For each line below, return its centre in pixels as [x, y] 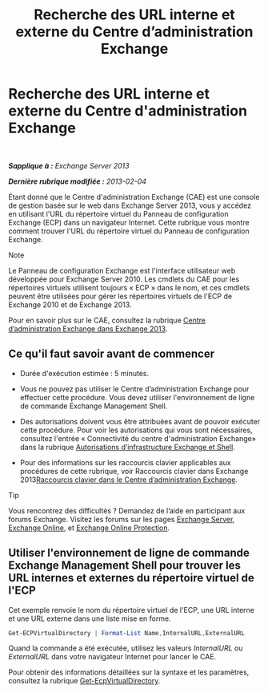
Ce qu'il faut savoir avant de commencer [112, 354]
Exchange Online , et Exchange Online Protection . [89, 528]
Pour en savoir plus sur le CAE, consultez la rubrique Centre [107, 320]
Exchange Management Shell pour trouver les [125, 566]
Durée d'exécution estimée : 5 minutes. [84, 373]
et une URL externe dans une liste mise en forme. [90, 618]
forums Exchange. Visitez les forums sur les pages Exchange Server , [122, 519]
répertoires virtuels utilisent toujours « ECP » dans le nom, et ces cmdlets [129, 287]
